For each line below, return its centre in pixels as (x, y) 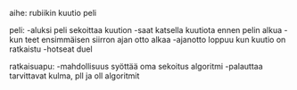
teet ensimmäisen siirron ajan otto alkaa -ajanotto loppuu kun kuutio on (156, 40)
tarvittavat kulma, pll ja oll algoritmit (74, 76)
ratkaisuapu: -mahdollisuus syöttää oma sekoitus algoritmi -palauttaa (136, 66)
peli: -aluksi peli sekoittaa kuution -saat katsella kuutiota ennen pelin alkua (146, 30)
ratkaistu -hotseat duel (51, 49)
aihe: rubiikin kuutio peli (53, 13)
